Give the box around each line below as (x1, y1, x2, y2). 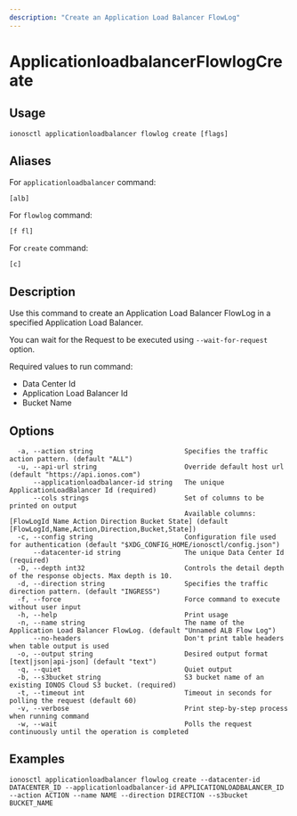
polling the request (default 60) (9, 697, 138, 706)
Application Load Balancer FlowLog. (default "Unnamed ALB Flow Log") (9, 626, 277, 635)
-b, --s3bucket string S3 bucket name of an (17, 673, 265, 682)
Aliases (9, 153, 52, 169)
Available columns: (184, 510, 256, 518)
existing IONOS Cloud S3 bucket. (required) (9, 681, 177, 690)
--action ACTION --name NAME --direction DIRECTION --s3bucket (9, 790, 249, 800)
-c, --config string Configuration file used (17, 533, 277, 542)
